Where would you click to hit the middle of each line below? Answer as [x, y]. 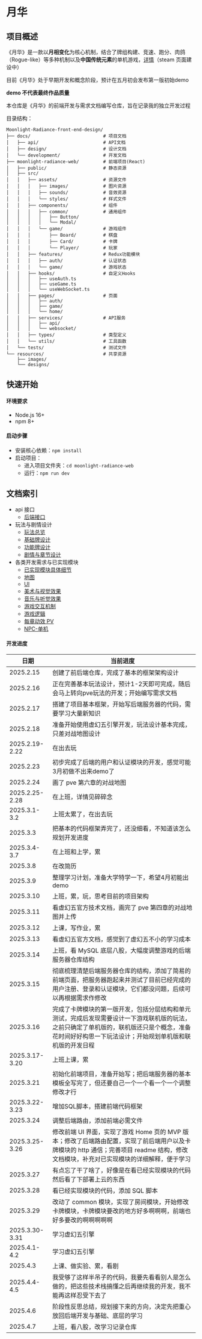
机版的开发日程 [73, 1045]
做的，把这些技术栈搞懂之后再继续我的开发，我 [118, 1286]
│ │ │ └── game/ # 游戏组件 [66, 229]
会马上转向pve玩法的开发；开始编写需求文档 [115, 693]
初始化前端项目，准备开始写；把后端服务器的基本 [121, 1074]
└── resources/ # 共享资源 [66, 354]
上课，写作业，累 [76, 928]
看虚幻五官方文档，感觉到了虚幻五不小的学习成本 [121, 939]
